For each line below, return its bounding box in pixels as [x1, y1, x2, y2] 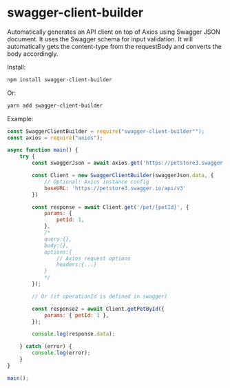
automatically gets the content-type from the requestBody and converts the [7, 42, 222, 50]
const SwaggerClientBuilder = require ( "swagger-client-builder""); [7, 127, 205, 135]
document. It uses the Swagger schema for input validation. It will [7, 34, 193, 43]
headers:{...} [56, 261, 97, 268]
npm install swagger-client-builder [7, 76, 112, 83]
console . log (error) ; [32, 349, 91, 356]
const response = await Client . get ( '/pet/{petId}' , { [32, 203, 189, 211]
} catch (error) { [19, 343, 72, 350]
